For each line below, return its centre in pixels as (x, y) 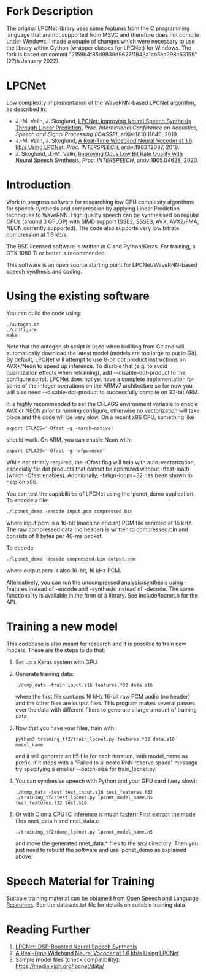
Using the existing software (78, 296)
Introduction (39, 185)
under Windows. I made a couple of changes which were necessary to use (101, 41)
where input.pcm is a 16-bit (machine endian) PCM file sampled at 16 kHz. (100, 523)
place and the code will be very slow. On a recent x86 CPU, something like (100, 417)
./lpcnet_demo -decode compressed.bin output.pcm (71, 559)
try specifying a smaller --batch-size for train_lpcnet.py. (86, 769)
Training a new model (62, 626)
